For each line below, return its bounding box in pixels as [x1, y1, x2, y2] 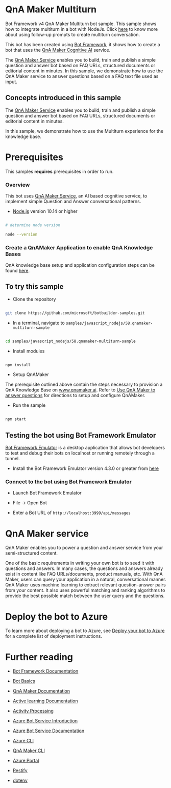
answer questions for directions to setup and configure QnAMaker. [5, 392, 145, 399]
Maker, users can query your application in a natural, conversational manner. [5, 576, 166, 583]
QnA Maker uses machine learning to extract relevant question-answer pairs [5, 582, 166, 588]
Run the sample [12, 402, 46, 408]
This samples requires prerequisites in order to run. [5, 168, 114, 174]
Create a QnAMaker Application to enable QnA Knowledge [5, 244, 153, 251]
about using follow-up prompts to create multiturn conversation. [5, 31, 140, 37]
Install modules [12, 348, 45, 354]
